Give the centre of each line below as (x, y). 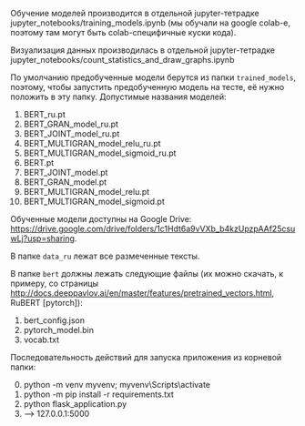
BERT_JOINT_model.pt (66, 172)
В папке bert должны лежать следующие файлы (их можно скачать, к (147, 274)
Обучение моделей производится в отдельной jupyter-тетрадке (135, 13)
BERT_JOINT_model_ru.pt (71, 134)
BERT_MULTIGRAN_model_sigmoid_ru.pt (100, 153)
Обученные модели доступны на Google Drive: (101, 219)
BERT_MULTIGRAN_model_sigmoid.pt (94, 201)
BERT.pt (39, 162)
